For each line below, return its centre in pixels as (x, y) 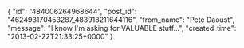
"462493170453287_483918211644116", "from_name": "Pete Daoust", (121, 20)
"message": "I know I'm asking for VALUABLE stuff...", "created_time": (122, 28)
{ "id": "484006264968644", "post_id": (72, 11)
